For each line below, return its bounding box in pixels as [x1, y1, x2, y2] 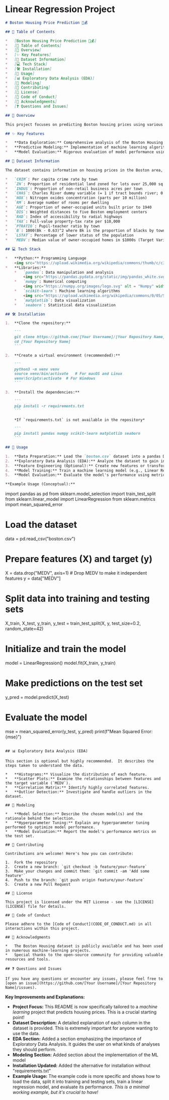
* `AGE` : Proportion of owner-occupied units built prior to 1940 [5, 205, 152, 210]
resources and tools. [5, 957, 51, 962]
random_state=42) [5, 625, 44, 632]
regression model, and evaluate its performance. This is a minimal [12, 1083, 150, 1090]
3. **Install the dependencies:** [5, 390, 80, 395]
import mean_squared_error [5, 502, 63, 508]
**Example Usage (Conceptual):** [5, 482, 75, 487]
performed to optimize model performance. [5, 824, 96, 830]
